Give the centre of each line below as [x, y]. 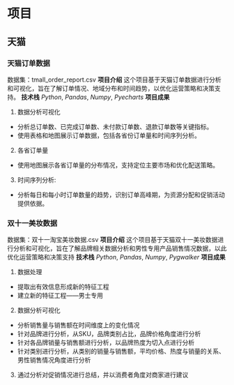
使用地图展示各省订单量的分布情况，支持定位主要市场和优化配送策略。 [118, 165]
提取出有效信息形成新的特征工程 [63, 287]
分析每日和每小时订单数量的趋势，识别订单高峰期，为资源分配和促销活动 [121, 195]
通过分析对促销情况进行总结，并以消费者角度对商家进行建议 [103, 375]
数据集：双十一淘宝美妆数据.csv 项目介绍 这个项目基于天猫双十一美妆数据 [112, 240]
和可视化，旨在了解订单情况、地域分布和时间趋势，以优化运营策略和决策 [111, 88]
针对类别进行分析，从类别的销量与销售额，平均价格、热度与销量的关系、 [121, 352]
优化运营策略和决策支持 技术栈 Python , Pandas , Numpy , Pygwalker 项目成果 [116, 257]
